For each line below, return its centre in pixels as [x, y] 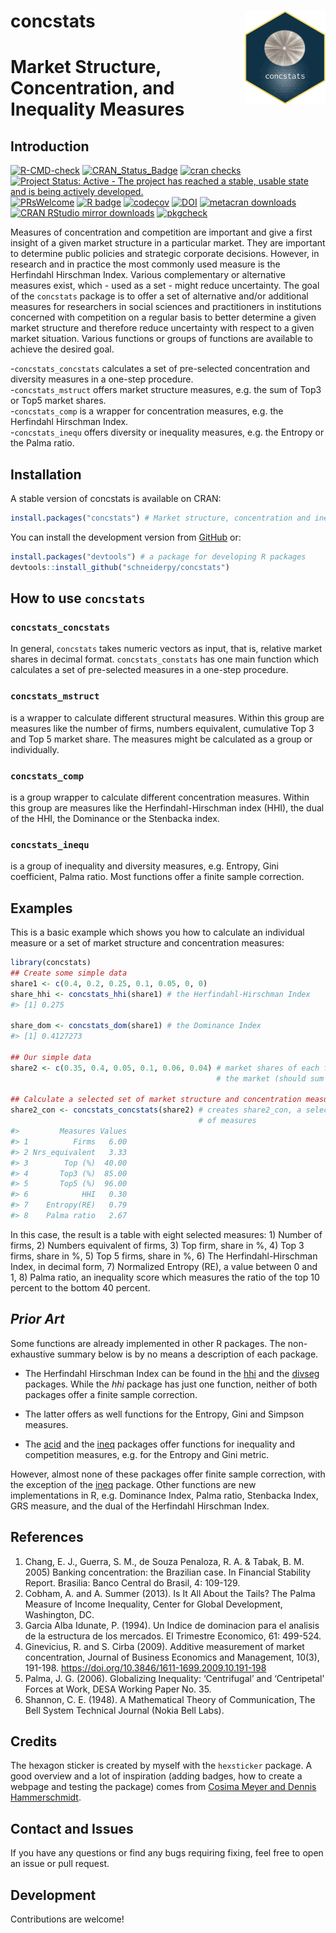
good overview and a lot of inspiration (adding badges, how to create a [156, 1776]
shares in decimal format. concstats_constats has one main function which [165, 659]
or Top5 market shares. [58, 401]
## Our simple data [51, 1057]
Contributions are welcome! [67, 1919]
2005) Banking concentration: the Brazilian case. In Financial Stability [168, 1572]
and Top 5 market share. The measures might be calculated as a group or [161, 739]
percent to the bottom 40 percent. [80, 1287]
